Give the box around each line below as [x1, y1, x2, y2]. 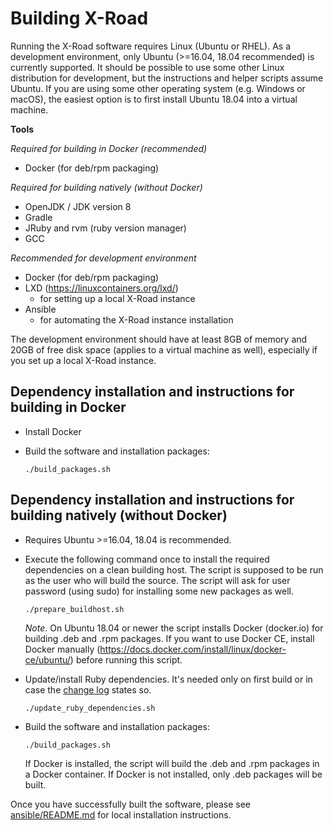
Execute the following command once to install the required [24, 553, 270, 565]
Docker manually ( [24, 643, 101, 655]
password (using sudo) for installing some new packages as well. [24, 585, 294, 597]
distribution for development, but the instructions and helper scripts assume [10, 72, 324, 84]
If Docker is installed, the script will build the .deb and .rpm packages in [24, 757, 320, 769]
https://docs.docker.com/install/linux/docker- [99, 643, 287, 655]
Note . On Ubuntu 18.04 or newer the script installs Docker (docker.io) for [24, 622, 324, 634]
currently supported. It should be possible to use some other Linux [10, 61, 285, 73]
